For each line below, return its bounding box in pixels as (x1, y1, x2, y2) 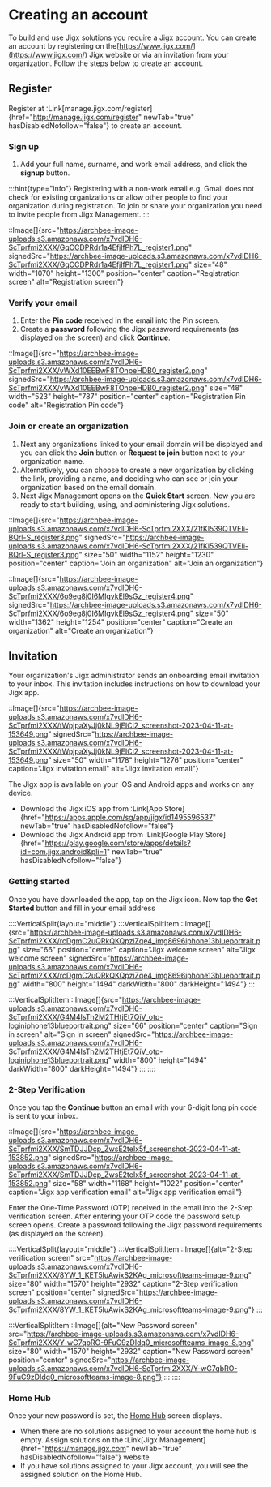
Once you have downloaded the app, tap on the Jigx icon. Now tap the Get (8, 894, 258, 904)
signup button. (19, 168, 70, 178)
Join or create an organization (8, 420, 129, 432)
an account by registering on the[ (8, 41, 120, 50)
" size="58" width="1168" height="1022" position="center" (47, 1179, 244, 1188)
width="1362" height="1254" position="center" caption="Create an (8, 617, 233, 626)
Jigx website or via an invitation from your (88, 49, 229, 59)
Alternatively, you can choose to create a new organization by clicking (19, 465, 255, 475)
